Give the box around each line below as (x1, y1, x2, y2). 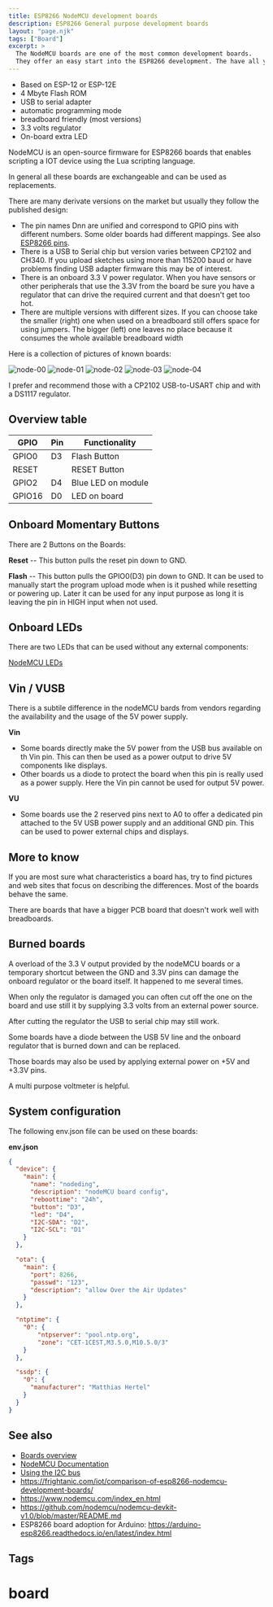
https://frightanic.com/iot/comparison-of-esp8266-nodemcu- (19, 1476, 227, 1486)
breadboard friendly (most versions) (19, 114, 142, 124)
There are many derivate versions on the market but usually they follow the (8, 196, 260, 206)
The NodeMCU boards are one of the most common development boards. (15, 50, 253, 58)
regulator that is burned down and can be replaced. (8, 1040, 181, 1050)
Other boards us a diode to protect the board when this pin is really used (19, 769, 264, 779)
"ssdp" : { (15, 1368, 49, 1377)
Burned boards (8, 937, 86, 951)
